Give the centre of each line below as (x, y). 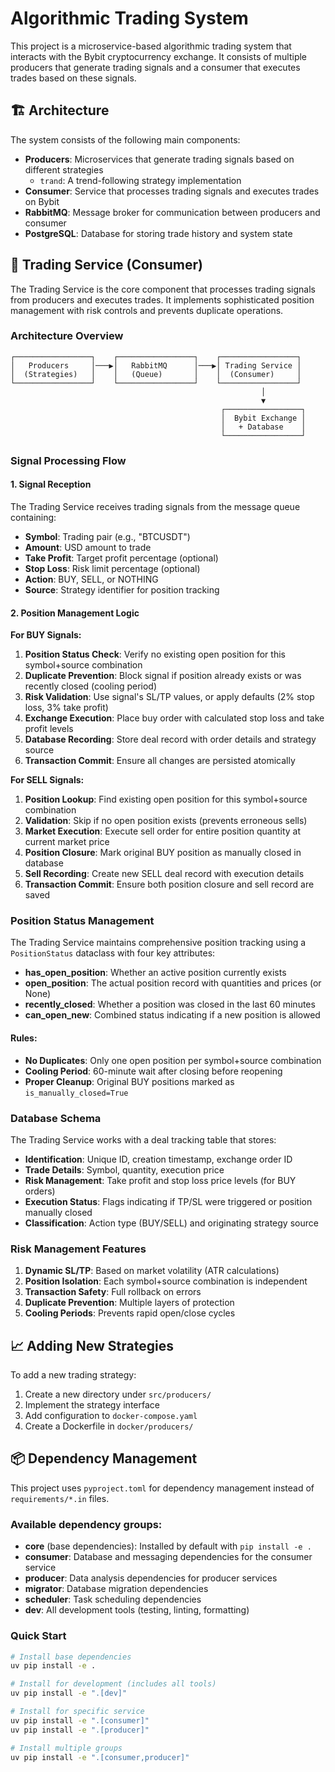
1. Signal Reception (51, 484)
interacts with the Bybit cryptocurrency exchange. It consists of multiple (159, 56)
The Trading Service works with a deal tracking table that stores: (143, 1139)
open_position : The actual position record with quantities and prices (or (173, 983)
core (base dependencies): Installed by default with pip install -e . (168, 1546)
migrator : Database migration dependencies (116, 1589)
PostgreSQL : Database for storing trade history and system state (158, 233)
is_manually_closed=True (76, 1093)
